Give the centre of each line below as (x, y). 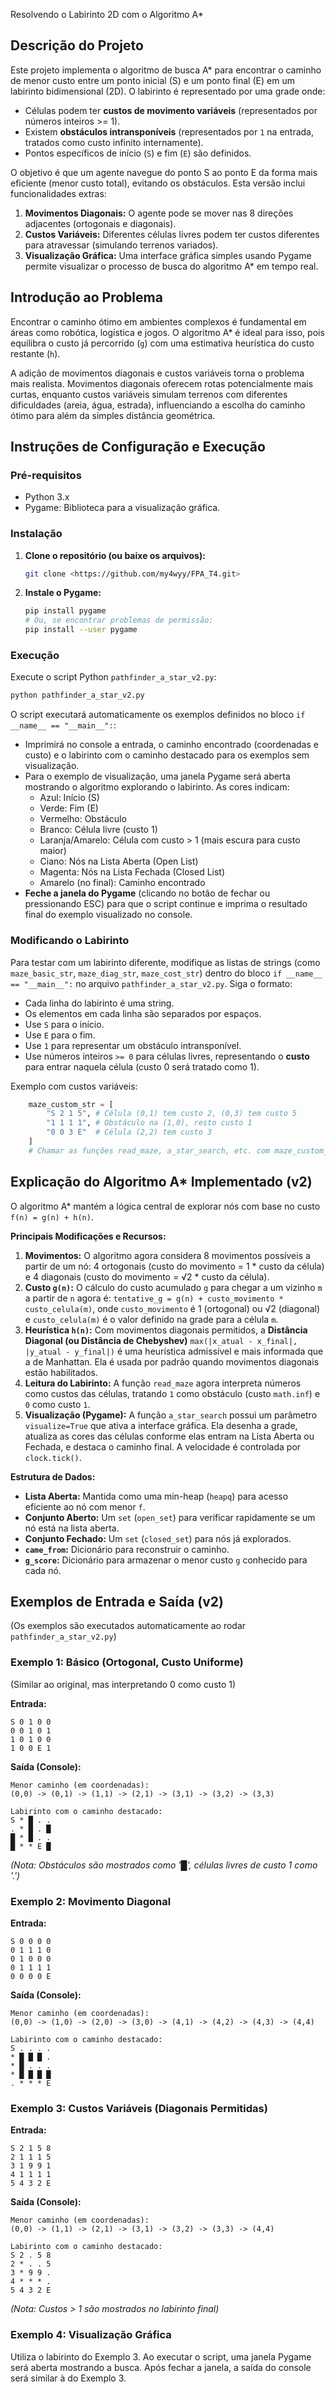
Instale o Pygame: (63, 593)
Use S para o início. (64, 1024)
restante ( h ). (35, 353)
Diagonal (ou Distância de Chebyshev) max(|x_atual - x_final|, (161, 1340)
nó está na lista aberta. (72, 1528)
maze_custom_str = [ (71, 1104)
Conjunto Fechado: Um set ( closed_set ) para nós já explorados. (158, 1538)
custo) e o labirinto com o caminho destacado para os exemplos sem (167, 755)
